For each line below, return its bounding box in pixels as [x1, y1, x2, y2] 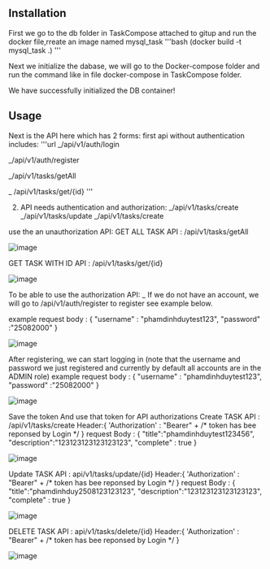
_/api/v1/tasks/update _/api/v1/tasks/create [20, 211, 164, 220]
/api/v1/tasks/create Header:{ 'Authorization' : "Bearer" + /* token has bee [8, 420, 257, 430]
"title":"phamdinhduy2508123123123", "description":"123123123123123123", [8, 486, 263, 496]
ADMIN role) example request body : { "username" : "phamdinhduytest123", [8, 371, 263, 381]
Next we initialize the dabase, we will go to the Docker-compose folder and [8, 61, 260, 71]
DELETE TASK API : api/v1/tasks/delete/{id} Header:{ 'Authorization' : [8, 526, 240, 536]
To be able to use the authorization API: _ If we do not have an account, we [8, 289, 259, 299]
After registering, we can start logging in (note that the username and [8, 354, 242, 364]
